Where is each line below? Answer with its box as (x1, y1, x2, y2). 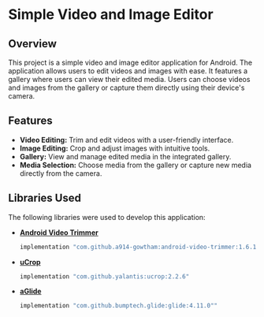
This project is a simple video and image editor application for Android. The (8, 58, 253, 67)
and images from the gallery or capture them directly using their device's (8, 83, 245, 92)
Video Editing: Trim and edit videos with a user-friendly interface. (19, 135, 234, 144)
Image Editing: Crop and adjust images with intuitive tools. (19, 144, 210, 153)
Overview (8, 37, 58, 50)
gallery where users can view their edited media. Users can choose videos (8, 75, 251, 84)
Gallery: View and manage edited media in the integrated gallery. (19, 151, 232, 161)
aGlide (19, 286, 42, 296)
